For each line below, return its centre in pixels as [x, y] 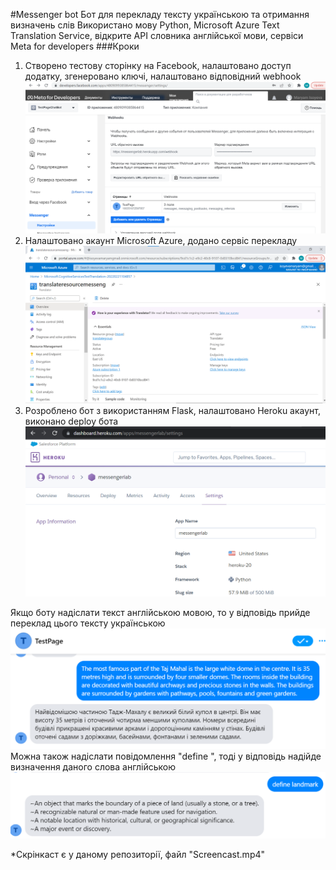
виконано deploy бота [71, 421]
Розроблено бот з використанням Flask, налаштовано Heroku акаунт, [172, 410]
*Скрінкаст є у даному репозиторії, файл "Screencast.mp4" [138, 854]
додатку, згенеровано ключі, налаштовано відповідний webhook [163, 76]
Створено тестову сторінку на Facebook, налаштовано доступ [158, 65]
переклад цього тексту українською [88, 623]
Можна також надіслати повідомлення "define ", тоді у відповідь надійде [166, 756]
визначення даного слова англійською [93, 767]
